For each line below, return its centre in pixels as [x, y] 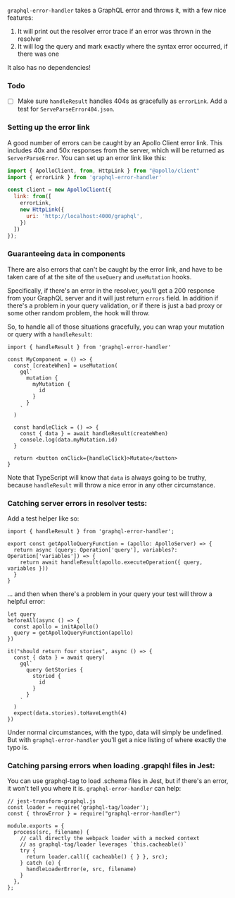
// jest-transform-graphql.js [52, 801]
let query [22, 614]
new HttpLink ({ [42, 210]
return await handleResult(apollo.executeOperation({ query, [111, 562]
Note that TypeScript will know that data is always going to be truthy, [107, 477]
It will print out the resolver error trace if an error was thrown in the [114, 31]
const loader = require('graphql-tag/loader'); [78, 808]
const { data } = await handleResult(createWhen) [94, 433]
